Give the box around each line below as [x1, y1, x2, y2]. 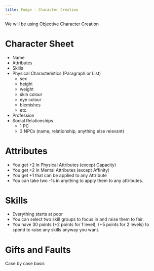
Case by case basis [5, 261, 45, 267]
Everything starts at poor [12, 211, 63, 217]
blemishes [19, 102, 41, 108]
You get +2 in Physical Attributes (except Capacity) [12, 162, 116, 168]
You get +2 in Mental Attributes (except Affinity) [12, 167, 110, 173]
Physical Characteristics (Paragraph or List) [12, 70, 101, 76]
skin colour [19, 91, 42, 97]
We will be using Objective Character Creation [5, 21, 99, 27]
